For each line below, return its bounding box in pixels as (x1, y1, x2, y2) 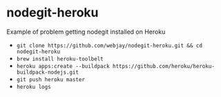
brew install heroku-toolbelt (16, 55, 104, 63)
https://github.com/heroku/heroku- (112, 63, 215, 69)
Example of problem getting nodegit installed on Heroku (6, 28, 166, 36)
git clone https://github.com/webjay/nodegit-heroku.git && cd (16, 42, 203, 49)
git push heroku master (16, 76, 86, 83)
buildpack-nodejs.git (16, 69, 79, 76)
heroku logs (16, 83, 51, 90)
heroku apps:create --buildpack (16, 63, 110, 69)
